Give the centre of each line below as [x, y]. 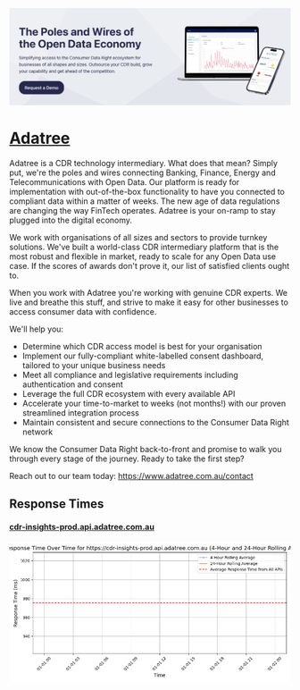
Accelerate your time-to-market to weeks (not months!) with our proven [154, 403]
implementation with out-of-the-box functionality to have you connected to [147, 191]
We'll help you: [37, 329]
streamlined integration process [81, 412]
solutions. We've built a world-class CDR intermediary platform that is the [144, 247]
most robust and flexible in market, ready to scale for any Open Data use [143, 256]
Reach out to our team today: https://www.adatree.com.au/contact [132, 475]
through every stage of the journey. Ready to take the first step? [127, 459]
